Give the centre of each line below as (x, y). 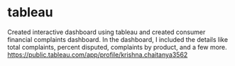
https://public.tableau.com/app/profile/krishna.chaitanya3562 (98, 55)
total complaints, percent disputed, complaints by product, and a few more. (117, 47)
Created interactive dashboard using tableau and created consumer (106, 32)
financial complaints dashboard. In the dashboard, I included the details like (118, 39)
